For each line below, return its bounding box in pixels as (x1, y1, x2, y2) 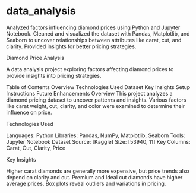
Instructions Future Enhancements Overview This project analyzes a (6, 90, 173, 97)
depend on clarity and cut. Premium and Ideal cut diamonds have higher (6, 173, 183, 181)
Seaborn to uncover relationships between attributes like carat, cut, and (6, 36, 182, 43)
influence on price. (6, 109, 52, 116)
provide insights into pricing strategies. (6, 72, 102, 79)
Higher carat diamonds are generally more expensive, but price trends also (6, 167, 189, 175)
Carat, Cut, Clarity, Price (6, 144, 66, 151)
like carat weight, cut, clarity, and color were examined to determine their (6, 102, 185, 109)
